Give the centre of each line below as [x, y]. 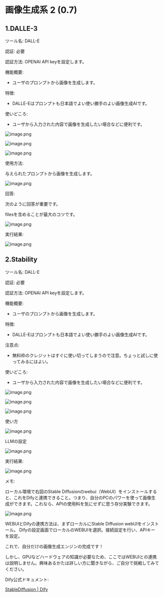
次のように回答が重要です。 [33, 204]
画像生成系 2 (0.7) [41, 10]
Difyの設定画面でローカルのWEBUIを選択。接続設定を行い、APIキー [87, 530]
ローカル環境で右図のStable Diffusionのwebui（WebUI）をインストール [77, 492]
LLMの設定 [16, 441]
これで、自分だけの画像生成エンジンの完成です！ [54, 546]
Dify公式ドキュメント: [27, 579]
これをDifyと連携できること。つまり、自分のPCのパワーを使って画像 [82, 497]
